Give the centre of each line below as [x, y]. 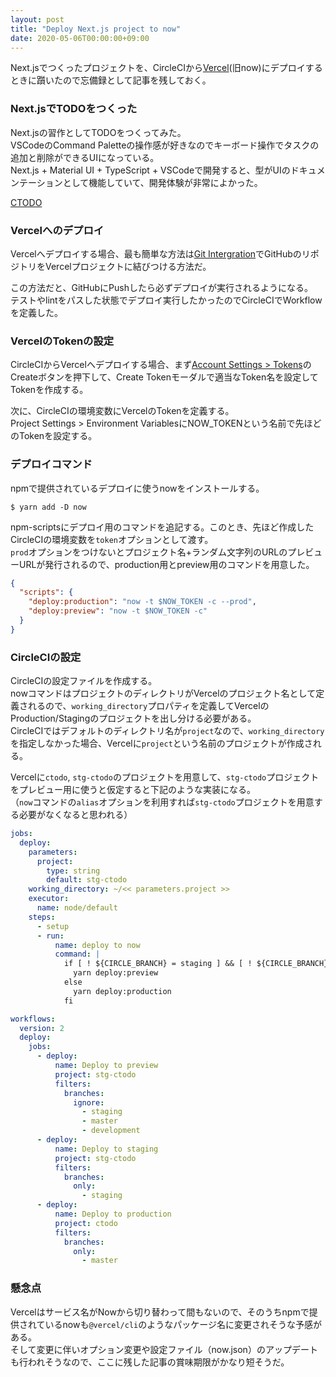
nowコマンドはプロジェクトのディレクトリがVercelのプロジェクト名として [163, 693]
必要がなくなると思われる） [75, 815]
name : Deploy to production [113, 1214]
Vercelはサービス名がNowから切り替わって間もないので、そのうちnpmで [160, 1312]
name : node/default [77, 908]
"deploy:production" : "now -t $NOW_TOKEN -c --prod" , [142, 602]
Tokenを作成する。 [49, 390]
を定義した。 [36, 312]
